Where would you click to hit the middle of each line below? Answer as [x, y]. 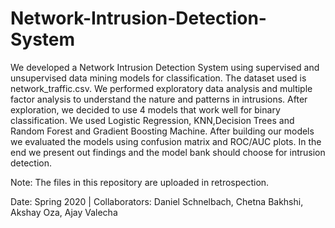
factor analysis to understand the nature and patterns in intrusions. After [159, 99]
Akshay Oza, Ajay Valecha [64, 212]
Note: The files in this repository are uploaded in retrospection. [140, 182]
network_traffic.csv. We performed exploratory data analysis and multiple [161, 88]
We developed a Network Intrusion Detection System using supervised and [165, 67]
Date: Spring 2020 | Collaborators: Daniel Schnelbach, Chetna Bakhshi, [157, 201]
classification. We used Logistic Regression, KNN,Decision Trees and [152, 120]
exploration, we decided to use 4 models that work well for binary [145, 109]
